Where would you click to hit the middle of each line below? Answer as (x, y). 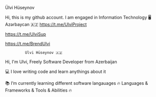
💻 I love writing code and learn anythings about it (56, 72)
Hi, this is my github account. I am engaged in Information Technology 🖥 (78, 17)
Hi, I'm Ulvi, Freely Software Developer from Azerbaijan (61, 62)
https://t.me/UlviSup (26, 34)
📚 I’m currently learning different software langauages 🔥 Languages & (77, 83)
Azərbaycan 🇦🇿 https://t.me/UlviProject (46, 24)
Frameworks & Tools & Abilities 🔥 (39, 90)
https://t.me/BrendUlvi (28, 44)
